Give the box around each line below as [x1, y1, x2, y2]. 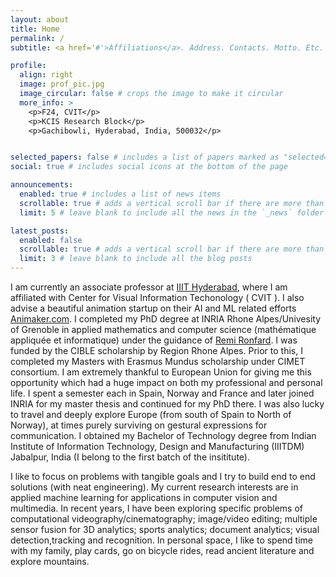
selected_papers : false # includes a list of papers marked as [10, 152, 280, 163]
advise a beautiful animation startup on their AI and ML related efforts [10, 302, 297, 314]
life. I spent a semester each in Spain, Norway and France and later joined [10, 387, 315, 399]
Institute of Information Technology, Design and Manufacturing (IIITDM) [10, 441, 305, 452]
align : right [19, 70, 74, 80]
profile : [10, 61, 47, 71]
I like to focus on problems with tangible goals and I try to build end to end [10, 471, 316, 482]
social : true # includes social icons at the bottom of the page [10, 162, 288, 172]
